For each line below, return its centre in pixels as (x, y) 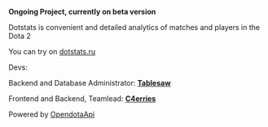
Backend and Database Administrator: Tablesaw (90, 83)
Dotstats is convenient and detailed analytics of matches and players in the (134, 27)
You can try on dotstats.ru (52, 51)
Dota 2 (20, 36)
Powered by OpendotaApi (52, 114)
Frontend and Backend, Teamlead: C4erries (82, 99)
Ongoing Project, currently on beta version (82, 12)
